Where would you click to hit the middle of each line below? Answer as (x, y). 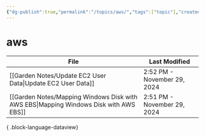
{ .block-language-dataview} (42, 127)
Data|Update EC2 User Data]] (52, 83)
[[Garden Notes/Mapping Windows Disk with (74, 97)
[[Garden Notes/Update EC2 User (58, 76)
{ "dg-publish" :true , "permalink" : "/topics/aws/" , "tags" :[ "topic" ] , (92, 12)
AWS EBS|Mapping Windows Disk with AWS (72, 104)
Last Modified (170, 61)
